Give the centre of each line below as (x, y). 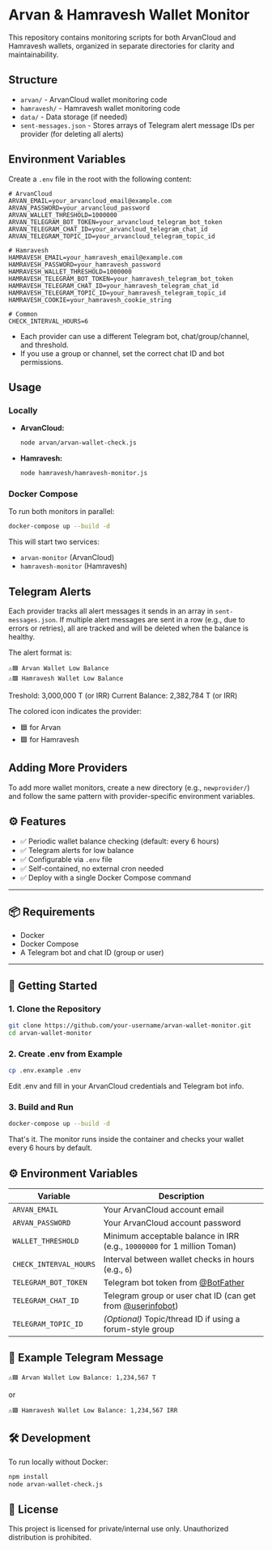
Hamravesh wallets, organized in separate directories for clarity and (121, 45)
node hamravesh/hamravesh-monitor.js (84, 473)
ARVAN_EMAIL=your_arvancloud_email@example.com (90, 201)
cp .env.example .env (45, 1071)
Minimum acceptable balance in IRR (171, 1236)
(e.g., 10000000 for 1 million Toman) (170, 1246)
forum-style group (139, 1329)
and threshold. (44, 345)
